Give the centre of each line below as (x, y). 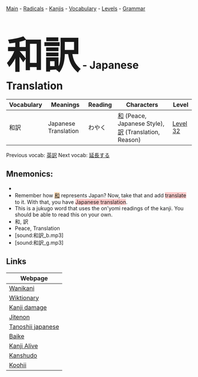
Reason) (129, 139)
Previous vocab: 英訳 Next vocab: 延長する (58, 155)
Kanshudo (23, 355)
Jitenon (19, 317)
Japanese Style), (141, 123)
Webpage (34, 278)
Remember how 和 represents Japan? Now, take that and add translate (100, 195)
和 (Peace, (132, 116)
